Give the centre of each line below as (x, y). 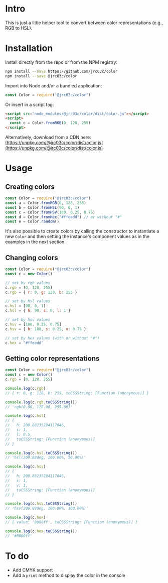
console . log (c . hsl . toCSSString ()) (41, 453)
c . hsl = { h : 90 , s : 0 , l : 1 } (38, 311)
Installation (29, 48)
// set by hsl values (28, 301)
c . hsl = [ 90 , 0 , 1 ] (26, 306)
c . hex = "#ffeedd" (24, 343)
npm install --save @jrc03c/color (41, 76)
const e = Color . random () (32, 221)
